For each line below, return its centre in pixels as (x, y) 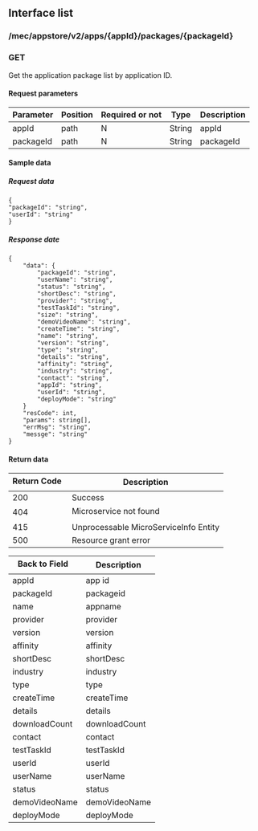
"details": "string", (74, 357)
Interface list (41, 13)
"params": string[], (57, 421)
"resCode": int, (50, 413)
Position (77, 114)
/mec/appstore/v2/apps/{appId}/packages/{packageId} (121, 36)
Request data (31, 181)
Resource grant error (111, 540)
